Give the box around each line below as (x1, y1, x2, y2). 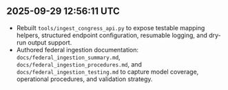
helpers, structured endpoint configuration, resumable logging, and (16, 31, 208, 39)
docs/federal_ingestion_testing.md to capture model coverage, (16, 67, 199, 76)
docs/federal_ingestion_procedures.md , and (16, 60, 143, 68)
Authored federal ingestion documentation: (16, 45, 139, 54)
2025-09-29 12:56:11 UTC (6, 5, 120, 17)
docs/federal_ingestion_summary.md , (16, 53, 121, 61)
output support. (28, 38, 72, 47)
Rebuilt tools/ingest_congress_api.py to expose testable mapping (16, 23, 205, 32)
